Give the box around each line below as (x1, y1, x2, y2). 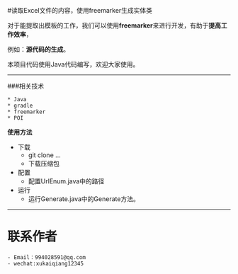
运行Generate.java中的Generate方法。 (28, 195, 140, 203)
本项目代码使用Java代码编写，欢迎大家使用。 (7, 60, 140, 69)
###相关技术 (7, 82, 45, 90)
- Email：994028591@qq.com (7, 253, 86, 261)
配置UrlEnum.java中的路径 (28, 177, 105, 185)
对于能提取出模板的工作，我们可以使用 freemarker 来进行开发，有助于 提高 (7, 21, 222, 30)
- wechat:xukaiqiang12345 (7, 260, 84, 267)
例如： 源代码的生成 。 (7, 45, 69, 53)
